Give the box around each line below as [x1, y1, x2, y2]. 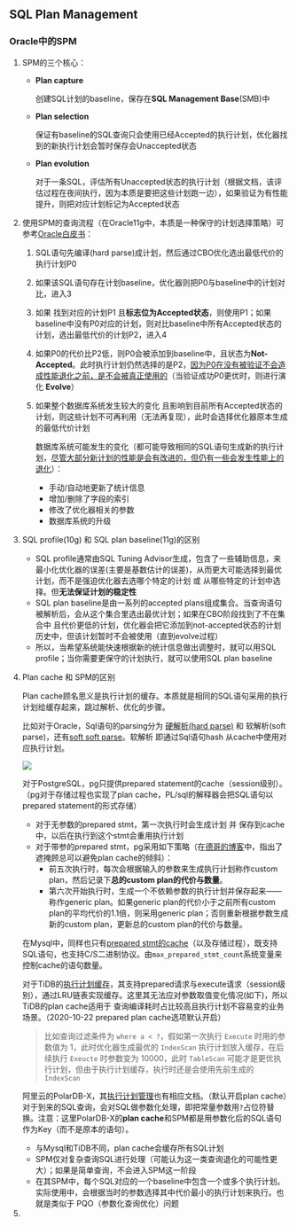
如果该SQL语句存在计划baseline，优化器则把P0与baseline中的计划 [35, 277, 277, 287]
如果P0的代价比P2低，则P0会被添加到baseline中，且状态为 [35, 347, 251, 358]
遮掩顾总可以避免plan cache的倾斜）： [35, 852, 174, 863]
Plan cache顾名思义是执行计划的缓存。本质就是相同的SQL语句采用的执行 [21, 691, 288, 701]
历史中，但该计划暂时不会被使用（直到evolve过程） [35, 630, 223, 641]
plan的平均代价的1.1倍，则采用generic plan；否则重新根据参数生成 [48, 908, 289, 918]
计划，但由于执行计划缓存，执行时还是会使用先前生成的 [51, 1064, 254, 1074]
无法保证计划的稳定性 [59, 586, 137, 597]
